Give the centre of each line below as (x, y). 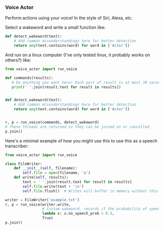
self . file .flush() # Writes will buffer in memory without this (91, 191)
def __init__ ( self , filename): (46, 168)
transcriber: (17, 146)
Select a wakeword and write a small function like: (55, 27)
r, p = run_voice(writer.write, (38, 205)
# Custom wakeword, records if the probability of (95, 209)
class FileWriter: (24, 164)
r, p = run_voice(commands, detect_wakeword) (52, 122)
